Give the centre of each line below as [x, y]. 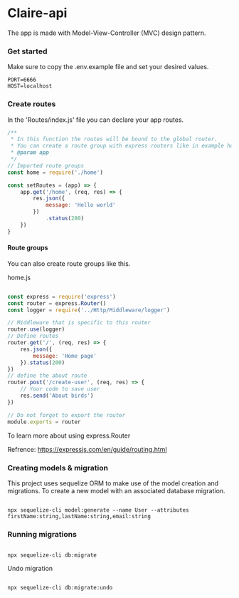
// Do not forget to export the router [67, 415]
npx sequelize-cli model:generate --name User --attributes [99, 510]
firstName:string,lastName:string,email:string [79, 516]
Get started [27, 51]
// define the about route [47, 376]
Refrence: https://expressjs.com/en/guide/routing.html [87, 449]
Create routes [32, 104]
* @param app [30, 153]
